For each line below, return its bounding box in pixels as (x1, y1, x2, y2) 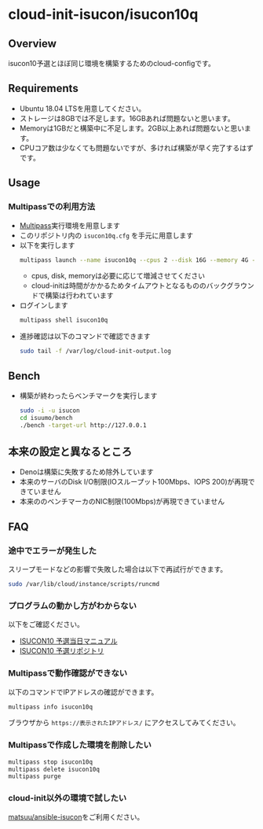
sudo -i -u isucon (19, 407, 80, 414)
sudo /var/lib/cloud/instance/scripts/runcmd (8, 580, 159, 588)
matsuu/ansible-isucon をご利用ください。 (8, 812, 144, 821)
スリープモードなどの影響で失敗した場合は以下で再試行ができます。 (8, 565, 228, 574)
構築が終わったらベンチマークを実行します (19, 391, 158, 400)
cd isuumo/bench (19, 414, 73, 422)
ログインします (19, 300, 68, 310)
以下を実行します (19, 240, 75, 249)
